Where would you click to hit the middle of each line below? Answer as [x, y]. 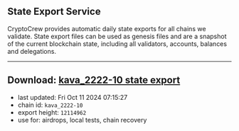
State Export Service [54, 12]
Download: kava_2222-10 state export [94, 80]
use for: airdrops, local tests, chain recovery [82, 120]
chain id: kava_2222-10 [50, 105]
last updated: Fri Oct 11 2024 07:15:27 [73, 97]
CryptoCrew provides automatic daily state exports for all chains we [107, 28]
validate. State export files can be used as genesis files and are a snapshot [117, 36]
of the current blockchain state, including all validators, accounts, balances [117, 44]
